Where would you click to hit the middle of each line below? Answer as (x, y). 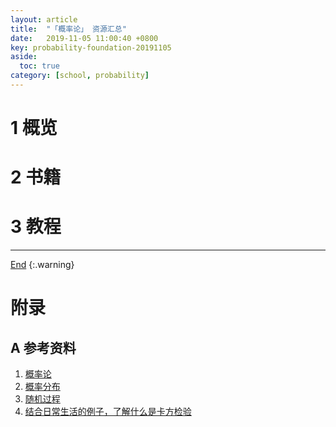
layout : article (44, 19)
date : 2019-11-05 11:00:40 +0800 (84, 38)
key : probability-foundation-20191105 (91, 47)
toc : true (39, 66)
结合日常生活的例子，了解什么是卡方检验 (108, 412)
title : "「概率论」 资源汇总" (68, 29)
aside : (24, 57)
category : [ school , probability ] (80, 76)
